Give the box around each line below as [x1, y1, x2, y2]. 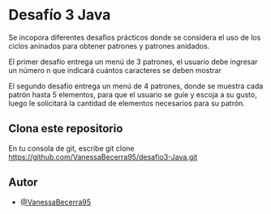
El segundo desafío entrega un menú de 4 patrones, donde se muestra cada [8, 81, 264, 91]
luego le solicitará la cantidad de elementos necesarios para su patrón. [8, 98, 245, 108]
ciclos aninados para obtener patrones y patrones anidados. [8, 41, 210, 50]
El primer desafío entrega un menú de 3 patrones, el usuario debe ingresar [8, 57, 258, 66]
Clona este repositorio [8, 122, 123, 135]
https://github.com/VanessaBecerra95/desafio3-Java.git [8, 152, 198, 161]
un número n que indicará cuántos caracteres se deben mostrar [8, 65, 222, 75]
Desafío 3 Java [8, 6, 111, 24]
